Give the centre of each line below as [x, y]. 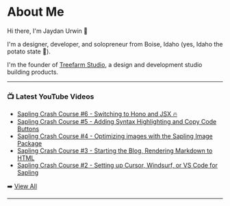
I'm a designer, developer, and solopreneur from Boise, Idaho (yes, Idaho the [115, 44]
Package [29, 144]
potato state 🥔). [29, 51]
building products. [33, 72]
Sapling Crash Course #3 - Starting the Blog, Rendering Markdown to [115, 151]
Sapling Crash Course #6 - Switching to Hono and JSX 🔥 [97, 114]
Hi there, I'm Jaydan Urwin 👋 [48, 31]
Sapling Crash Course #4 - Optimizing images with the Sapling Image [115, 136]
